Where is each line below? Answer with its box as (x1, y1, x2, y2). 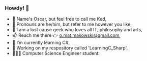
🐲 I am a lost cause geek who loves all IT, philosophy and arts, (12, 27, 143, 33)
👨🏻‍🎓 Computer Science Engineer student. (12, 50, 100, 56)
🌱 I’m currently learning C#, (12, 40, 70, 46)
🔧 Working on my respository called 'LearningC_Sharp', (12, 45, 128, 51)
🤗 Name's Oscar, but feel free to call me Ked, (12, 16, 107, 22)
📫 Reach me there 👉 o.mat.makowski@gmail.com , (12, 32, 121, 38)
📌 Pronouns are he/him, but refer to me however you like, (12, 21, 132, 27)
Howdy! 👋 (5, 5, 30, 12)
